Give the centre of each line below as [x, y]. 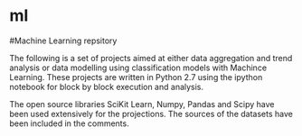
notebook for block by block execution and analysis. [107, 86]
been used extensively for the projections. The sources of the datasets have [151, 113]
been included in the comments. [69, 123]
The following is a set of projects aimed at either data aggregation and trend [151, 58]
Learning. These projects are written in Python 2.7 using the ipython [136, 77]
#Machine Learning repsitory [63, 41]
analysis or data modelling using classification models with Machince [138, 68]
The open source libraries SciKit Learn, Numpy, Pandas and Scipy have [142, 104]
